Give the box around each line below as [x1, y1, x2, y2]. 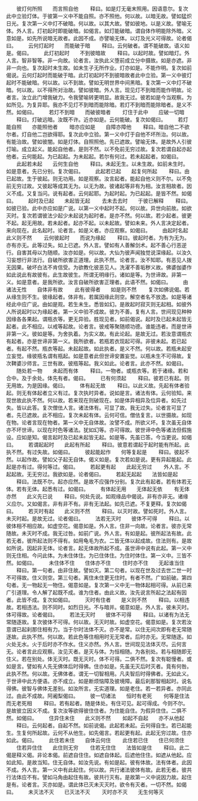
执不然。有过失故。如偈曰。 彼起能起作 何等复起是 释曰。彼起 [6, 449, 184, 455]
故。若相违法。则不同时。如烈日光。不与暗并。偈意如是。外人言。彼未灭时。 [6, 604, 192, 611]
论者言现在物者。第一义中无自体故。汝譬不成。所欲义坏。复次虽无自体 [21, 419, 192, 426]
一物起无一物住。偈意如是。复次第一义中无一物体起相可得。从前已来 [26, 582, 192, 588]
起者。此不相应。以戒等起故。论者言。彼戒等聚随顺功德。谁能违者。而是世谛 [6, 323, 192, 330]
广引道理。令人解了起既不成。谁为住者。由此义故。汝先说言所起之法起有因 [6, 589, 187, 596]
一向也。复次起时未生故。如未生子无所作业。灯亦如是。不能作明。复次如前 [11, 64, 192, 71]
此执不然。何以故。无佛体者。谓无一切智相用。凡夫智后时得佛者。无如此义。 [6, 670, 192, 677]
